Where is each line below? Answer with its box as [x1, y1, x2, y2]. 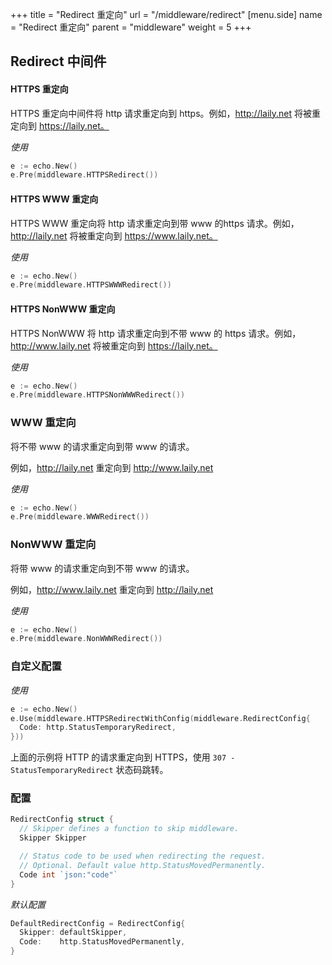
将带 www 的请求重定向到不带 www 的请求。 [10, 562, 195, 574]
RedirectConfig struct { [10, 814, 114, 825]
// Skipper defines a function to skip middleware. [19, 824, 240, 834]
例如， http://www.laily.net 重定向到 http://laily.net [10, 583, 214, 595]
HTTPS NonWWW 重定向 [10, 303, 116, 315]
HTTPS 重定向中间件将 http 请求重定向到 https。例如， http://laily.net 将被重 [10, 107, 322, 119]
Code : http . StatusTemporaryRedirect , [19, 723, 177, 733]
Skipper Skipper [19, 833, 87, 843]
